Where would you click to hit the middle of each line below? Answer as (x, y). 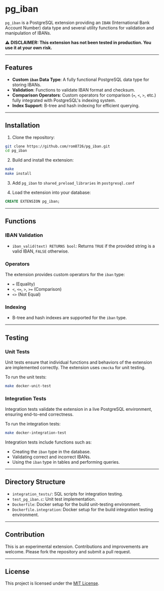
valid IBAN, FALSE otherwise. (41, 251)
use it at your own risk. (29, 47)
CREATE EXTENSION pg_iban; (32, 202)
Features (19, 68)
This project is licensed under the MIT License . (52, 583)
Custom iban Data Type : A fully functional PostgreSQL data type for (81, 79)
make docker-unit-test (28, 386)
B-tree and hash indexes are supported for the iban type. (69, 318)
